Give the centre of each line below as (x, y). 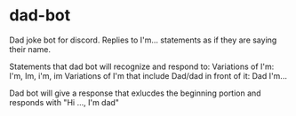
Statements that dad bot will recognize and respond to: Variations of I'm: (142, 66)
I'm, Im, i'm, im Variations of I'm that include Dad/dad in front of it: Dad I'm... (148, 75)
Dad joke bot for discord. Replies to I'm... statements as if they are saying (143, 40)
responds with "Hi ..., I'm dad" (64, 102)
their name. (30, 49)
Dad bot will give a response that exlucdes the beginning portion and (135, 93)
